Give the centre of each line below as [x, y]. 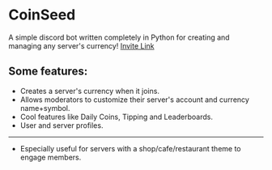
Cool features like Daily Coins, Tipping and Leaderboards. [116, 117]
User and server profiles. [62, 125]
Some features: [48, 72]
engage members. [51, 157]
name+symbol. [45, 108]
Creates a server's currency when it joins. [90, 91]
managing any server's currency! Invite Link [82, 45]
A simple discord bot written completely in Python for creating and [119, 37]
